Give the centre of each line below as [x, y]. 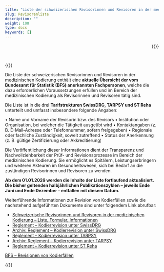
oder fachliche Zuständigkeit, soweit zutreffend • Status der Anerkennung [80, 135]
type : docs [16, 28]
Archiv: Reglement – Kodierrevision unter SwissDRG [64, 230]
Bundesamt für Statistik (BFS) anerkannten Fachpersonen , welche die [77, 85]
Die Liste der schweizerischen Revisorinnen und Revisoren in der [70, 75]
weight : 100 [17, 23]
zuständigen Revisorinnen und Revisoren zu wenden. [59, 171]
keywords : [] [18, 32]
